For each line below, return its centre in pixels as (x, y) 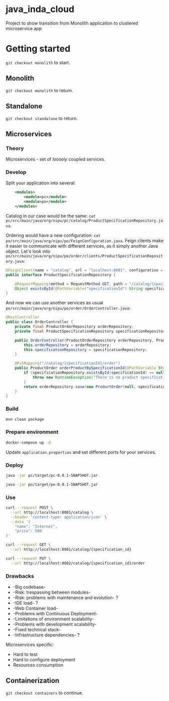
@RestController (23, 317)
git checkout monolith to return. (39, 90)
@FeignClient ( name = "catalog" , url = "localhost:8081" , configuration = (84, 270)
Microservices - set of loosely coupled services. (56, 159)
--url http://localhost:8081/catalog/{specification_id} (71, 550)
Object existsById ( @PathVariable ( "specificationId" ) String (79, 289)
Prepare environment (32, 432)
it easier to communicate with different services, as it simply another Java (82, 246)
